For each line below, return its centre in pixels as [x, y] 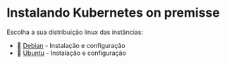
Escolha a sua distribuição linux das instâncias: [75, 32]
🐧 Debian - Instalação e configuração [71, 45]
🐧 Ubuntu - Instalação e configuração [71, 53]
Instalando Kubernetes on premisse [113, 13]
